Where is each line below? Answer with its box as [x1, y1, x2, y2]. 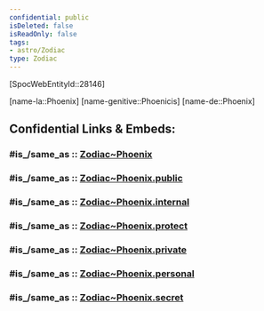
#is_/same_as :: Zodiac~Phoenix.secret [9, 291, 184, 303]
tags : [9, 37, 29, 47]
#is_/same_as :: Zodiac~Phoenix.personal [9, 267, 195, 280]
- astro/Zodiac [9, 46, 66, 55]
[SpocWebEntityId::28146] [9, 79, 105, 89]
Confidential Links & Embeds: [9, 122, 176, 137]
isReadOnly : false [9, 29, 77, 38]
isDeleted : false [9, 21, 74, 30]
